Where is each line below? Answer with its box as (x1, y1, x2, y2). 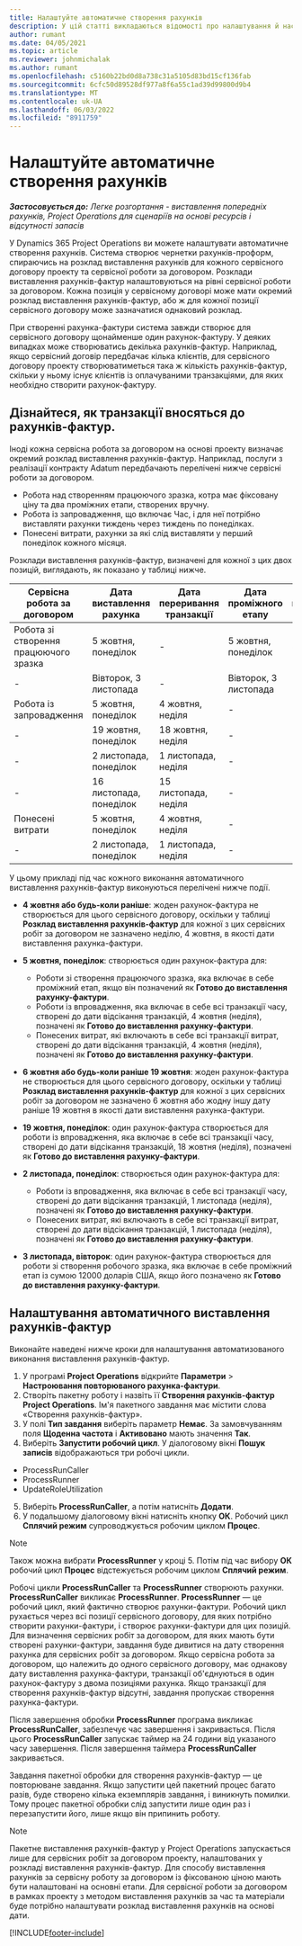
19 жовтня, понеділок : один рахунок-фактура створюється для (22, 1122, 269, 1133)
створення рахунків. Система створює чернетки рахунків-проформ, (9, 247, 274, 258)
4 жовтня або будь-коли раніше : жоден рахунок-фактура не (22, 899, 259, 910)
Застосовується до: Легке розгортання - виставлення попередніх (9, 202, 267, 212)
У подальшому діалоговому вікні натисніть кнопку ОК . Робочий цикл (22, 1511, 289, 1521)
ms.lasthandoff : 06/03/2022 (9, 105, 115, 114)
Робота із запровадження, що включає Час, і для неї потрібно (22, 508, 261, 519)
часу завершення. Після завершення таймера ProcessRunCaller (9, 1743, 257, 1753)
